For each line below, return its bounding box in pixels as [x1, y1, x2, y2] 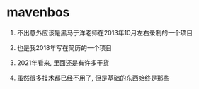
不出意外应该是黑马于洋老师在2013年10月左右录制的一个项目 [16, 28, 193, 37]
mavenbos [6, 4, 70, 20]
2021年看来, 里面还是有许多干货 [16, 58, 110, 67]
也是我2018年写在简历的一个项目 [16, 43, 113, 52]
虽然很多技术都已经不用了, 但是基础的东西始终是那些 [16, 73, 170, 82]
